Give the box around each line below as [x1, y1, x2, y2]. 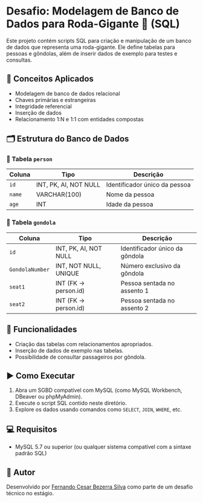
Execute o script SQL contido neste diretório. [14, 400, 127, 407]
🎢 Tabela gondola [6, 219, 56, 227]
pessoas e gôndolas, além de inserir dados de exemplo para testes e [6, 50, 178, 57]
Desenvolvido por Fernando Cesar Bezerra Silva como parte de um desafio [6, 483, 193, 490]
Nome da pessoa [106, 190, 155, 199]
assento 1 [120, 286, 149, 295]
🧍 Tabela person [6, 155, 53, 164]
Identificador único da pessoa [106, 181, 191, 189]
